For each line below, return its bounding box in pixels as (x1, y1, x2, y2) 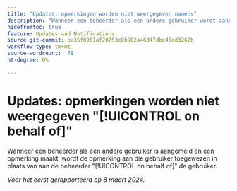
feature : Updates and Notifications (7, 30, 115, 37)
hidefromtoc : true (7, 23, 61, 30)
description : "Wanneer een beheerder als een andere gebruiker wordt (7, 17, 217, 24)
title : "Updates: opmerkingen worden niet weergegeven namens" (7, 10, 197, 18)
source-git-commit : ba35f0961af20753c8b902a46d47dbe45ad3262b (7, 37, 194, 44)
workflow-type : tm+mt (7, 43, 71, 50)
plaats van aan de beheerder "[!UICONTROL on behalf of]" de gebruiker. (7, 161, 218, 170)
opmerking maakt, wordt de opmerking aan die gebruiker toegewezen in (7, 154, 217, 163)
